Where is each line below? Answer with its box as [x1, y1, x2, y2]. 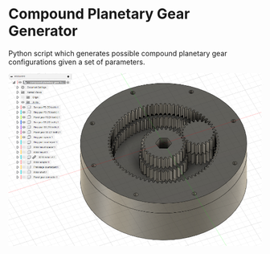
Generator [8, 22, 78, 40]
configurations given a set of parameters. [8, 57, 145, 67]
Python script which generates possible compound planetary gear [8, 48, 227, 58]
